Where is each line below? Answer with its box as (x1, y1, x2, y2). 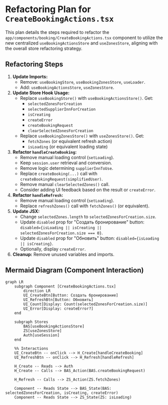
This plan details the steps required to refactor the (5, 29, 109, 35)
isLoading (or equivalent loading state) (27, 143, 108, 150)
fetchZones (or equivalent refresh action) (27, 138, 113, 144)
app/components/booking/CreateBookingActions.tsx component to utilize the (5, 34, 163, 41)
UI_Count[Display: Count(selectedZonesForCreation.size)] (23, 302, 148, 307)
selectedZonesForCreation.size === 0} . (20, 230, 103, 236)
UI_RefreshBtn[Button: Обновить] (23, 297, 94, 302)
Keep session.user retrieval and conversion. (20, 160, 113, 166)
